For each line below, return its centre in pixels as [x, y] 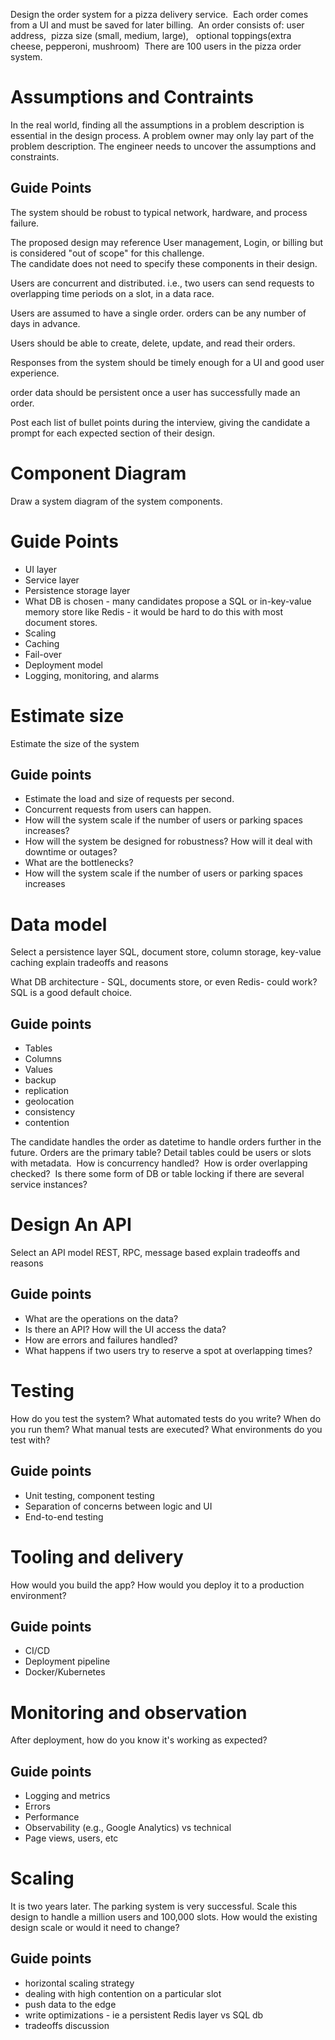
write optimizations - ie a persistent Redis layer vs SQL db [144, 2015]
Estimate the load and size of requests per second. [129, 799]
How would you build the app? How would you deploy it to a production [157, 1585]
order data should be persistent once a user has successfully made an [155, 392]
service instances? [49, 1185]
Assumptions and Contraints [132, 97]
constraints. [35, 156]
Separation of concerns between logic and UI [118, 1506]
